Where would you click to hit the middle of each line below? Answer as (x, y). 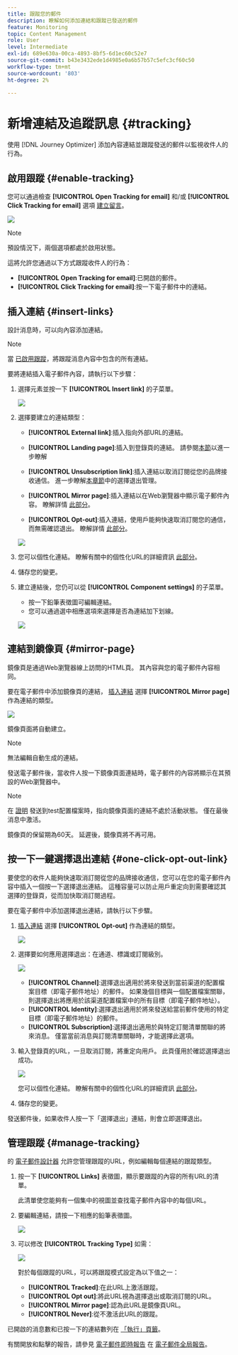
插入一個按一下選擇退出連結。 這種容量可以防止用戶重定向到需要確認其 (123, 887)
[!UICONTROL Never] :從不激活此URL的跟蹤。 (95, 1314)
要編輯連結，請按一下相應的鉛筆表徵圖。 (76, 1216)
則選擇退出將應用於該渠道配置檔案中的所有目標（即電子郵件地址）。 (126, 1000)
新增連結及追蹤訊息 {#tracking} (100, 123)
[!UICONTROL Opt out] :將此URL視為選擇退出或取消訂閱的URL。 (121, 1296)
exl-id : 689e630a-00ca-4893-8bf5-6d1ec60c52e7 (77, 54)
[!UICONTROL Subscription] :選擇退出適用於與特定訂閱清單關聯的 (124, 1027)
